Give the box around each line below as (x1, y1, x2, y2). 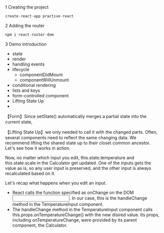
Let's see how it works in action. (5, 145, 70, 151)
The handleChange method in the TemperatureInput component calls (12, 206, 153, 212)
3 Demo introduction (5, 41, 47, 47)
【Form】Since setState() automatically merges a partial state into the (5, 113, 147, 119)
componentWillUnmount (19, 77, 69, 83)
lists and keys (12, 87, 40, 93)
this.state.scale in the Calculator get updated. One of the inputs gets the (5, 160, 151, 166)
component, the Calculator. (12, 222, 67, 228)
